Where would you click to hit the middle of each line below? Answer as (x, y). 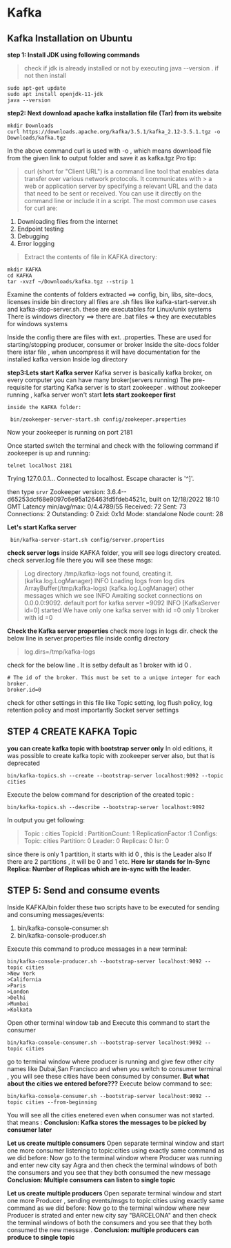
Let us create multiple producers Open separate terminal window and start (114, 1193)
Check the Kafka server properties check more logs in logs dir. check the (113, 631)
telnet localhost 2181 (40, 466)
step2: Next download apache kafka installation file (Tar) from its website (114, 113)
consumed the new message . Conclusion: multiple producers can (103, 1230)
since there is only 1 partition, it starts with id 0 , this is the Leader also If (110, 854)
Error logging (36, 244)
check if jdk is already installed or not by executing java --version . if (121, 68)
